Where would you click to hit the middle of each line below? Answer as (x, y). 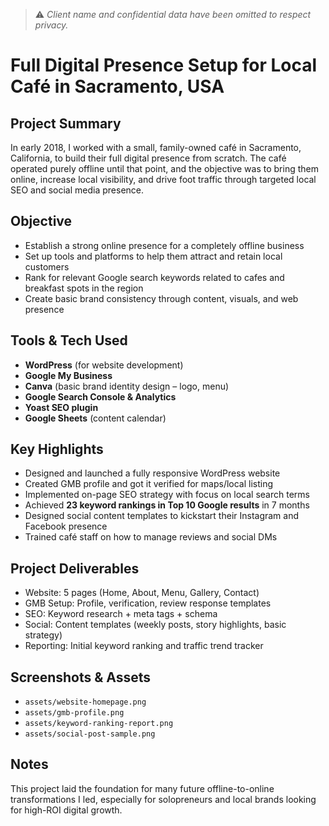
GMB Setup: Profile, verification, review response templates (148, 603)
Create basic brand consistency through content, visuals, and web (161, 298)
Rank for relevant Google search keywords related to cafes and (154, 277)
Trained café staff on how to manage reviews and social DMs (151, 537)
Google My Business (68, 375)
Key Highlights (57, 449)
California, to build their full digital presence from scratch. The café (148, 158)
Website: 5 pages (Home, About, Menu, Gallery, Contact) (142, 593)
